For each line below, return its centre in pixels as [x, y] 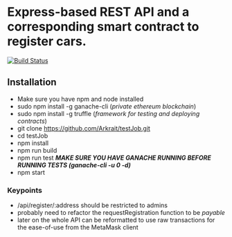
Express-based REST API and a [98, 12]
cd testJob [33, 135]
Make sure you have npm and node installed [80, 99]
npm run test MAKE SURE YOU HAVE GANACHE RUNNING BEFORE [114, 158]
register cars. [47, 41]
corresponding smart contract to [103, 27]
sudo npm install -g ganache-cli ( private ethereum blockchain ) [106, 106]
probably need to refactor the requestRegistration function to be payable [121, 213]
